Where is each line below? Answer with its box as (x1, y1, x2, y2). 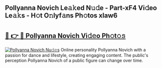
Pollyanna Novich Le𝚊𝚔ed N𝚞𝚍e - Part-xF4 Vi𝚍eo (5, 4, 157, 12)
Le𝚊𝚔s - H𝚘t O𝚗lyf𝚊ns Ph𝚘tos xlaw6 (5, 12, 118, 20)
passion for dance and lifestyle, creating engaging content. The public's (5, 52, 148, 58)
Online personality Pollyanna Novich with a (60, 47, 146, 52)
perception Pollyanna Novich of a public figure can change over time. (5, 58, 144, 63)
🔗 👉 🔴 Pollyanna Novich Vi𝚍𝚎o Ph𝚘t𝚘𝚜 (5, 32, 126, 40)
